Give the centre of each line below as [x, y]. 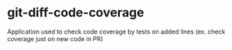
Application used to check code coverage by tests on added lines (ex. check [116, 32]
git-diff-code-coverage [75, 13]
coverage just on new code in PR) [55, 38]
